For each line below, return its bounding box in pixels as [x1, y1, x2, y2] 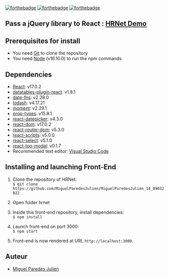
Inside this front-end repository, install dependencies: [12, 209, 124, 215]
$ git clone [12, 181, 38, 187]
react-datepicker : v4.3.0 [12, 116, 63, 122]
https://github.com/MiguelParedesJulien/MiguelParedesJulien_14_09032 [12, 186, 164, 191]
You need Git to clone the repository [12, 50, 88, 56]
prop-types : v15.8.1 [12, 110, 52, 116]
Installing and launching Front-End [5, 163, 117, 172]
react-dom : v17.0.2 [12, 122, 51, 128]
